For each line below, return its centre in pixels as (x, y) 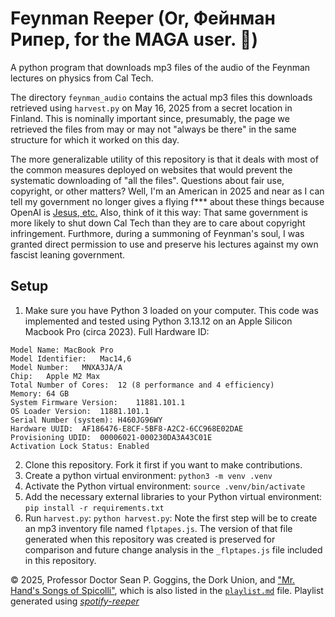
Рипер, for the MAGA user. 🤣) (134, 39)
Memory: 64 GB (40, 393)
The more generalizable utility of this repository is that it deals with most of (164, 159)
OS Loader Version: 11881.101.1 (80, 411)
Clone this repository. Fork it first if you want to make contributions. (163, 464)
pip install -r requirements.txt (94, 508)
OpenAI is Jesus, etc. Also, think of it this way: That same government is (159, 212)
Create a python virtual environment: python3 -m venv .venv (148, 475)
